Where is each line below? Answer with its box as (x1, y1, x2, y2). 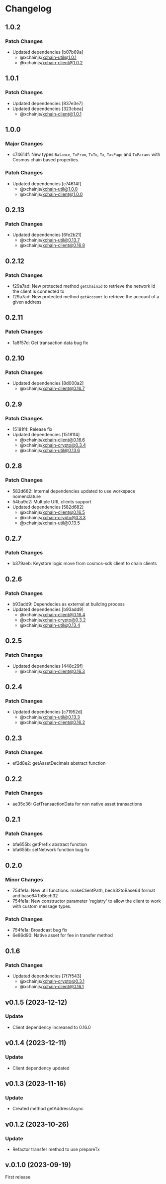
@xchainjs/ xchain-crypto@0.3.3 (19, 514, 86, 520)
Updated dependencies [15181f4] (12, 431, 80, 437)
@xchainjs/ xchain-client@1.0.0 (19, 191, 83, 197)
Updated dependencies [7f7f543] (12, 973, 82, 979)
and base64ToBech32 (12, 893, 58, 899)
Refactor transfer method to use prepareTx (12, 1146, 100, 1152)
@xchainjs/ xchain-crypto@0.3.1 (19, 978, 84, 984)
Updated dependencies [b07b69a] (12, 49, 83, 55)
